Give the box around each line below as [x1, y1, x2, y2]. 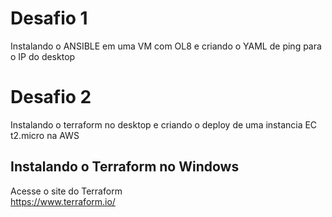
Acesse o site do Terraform [10, 185, 123, 197]
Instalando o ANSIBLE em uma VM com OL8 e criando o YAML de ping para [10, 40, 322, 52]
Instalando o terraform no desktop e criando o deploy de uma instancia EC [10, 118, 318, 131]
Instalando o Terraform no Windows [10, 158, 240, 176]
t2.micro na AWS [10, 129, 80, 141]
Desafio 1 [10, 7, 88, 30]
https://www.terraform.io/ [10, 195, 116, 207]
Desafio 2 [10, 86, 92, 109]
